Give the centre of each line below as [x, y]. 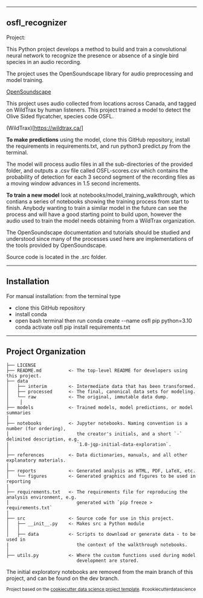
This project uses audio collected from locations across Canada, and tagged [101, 103]
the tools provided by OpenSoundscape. [56, 245]
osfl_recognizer [37, 23]
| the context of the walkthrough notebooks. [97, 545]
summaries [19, 413]
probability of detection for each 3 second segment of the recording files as [101, 177]
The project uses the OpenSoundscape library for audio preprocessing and [100, 74]
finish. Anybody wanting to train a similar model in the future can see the [97, 208]
